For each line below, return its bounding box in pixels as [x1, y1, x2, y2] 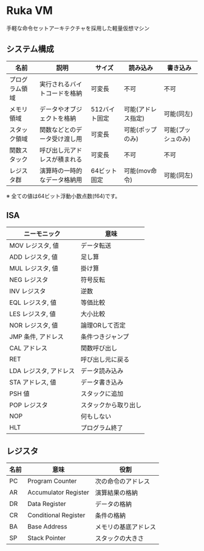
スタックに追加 [80, 389, 123, 398]
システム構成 [6, 44, 55, 55]
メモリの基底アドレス [95, 523, 157, 532]
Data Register [27, 499, 67, 508]
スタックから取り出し [80, 400, 141, 409]
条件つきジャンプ [80, 332, 129, 341]
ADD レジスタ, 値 [9, 253, 58, 261]
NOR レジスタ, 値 [9, 321, 58, 329]
